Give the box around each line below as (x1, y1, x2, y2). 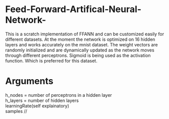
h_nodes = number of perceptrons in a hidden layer (5, 92, 112, 98)
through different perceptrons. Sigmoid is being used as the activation (5, 52, 151, 58)
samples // (5, 108, 28, 114)
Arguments (5, 76, 54, 87)
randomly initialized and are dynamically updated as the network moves (5, 47, 155, 53)
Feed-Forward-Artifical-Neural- (5, 4, 142, 15)
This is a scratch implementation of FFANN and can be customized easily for (5, 31, 164, 37)
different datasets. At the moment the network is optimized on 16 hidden (5, 36, 155, 42)
